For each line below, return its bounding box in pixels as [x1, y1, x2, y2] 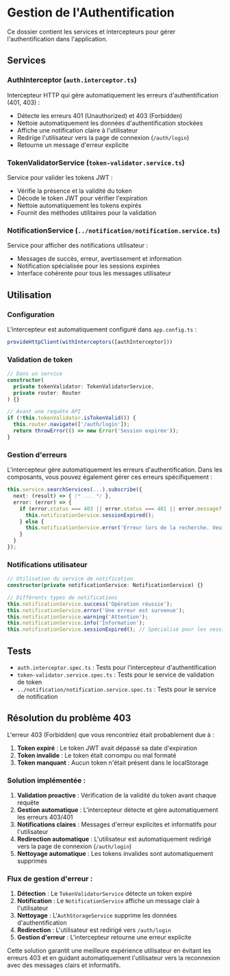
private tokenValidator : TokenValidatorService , [13, 383, 155, 390]
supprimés [16, 857, 48, 865]
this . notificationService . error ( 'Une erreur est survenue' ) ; [7, 607, 186, 614]
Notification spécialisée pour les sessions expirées [16, 262, 160, 270]
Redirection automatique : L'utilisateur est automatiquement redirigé [16, 835, 212, 844]
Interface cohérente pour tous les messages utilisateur [16, 269, 172, 277]
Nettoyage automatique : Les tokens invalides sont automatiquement [16, 850, 214, 858]
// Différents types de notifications [7, 594, 118, 601]
